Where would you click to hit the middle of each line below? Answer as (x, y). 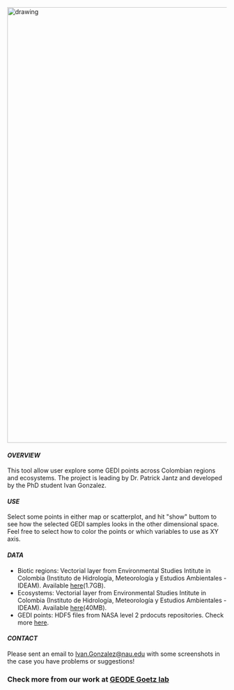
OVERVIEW (24, 455)
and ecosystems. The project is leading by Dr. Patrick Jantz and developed (115, 478)
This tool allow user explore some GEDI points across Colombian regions (111, 470)
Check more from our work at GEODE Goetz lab (88, 679)
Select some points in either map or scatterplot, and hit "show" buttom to (112, 517)
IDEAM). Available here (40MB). (62, 607)
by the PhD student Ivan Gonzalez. (57, 485)
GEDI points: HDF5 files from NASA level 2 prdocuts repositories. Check (120, 615)
